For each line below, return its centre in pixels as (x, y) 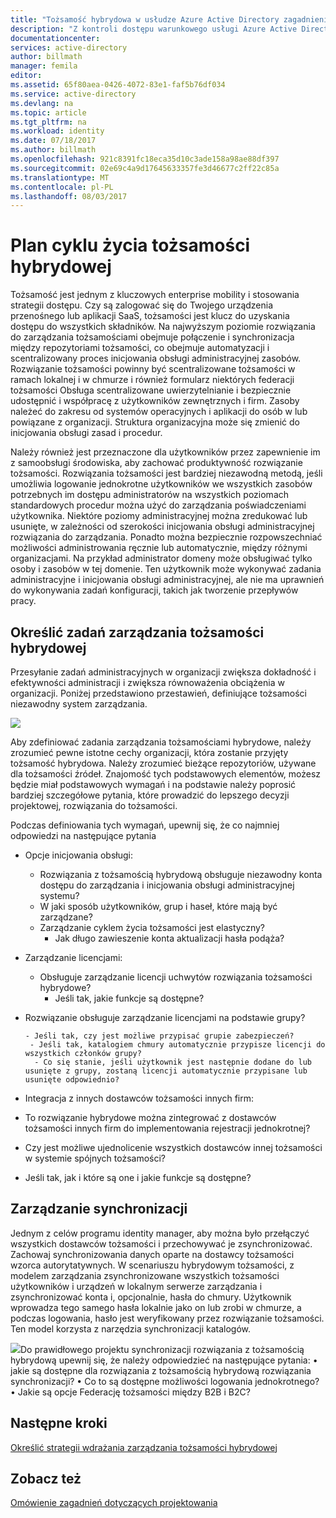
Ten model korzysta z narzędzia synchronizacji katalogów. (130, 1328)
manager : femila (44, 66)
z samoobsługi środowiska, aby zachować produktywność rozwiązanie (156, 463)
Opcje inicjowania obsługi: (78, 855)
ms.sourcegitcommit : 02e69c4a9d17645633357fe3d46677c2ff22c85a (145, 168)
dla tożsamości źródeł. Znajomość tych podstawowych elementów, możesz (166, 774)
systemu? (59, 895)
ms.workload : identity (57, 131)
